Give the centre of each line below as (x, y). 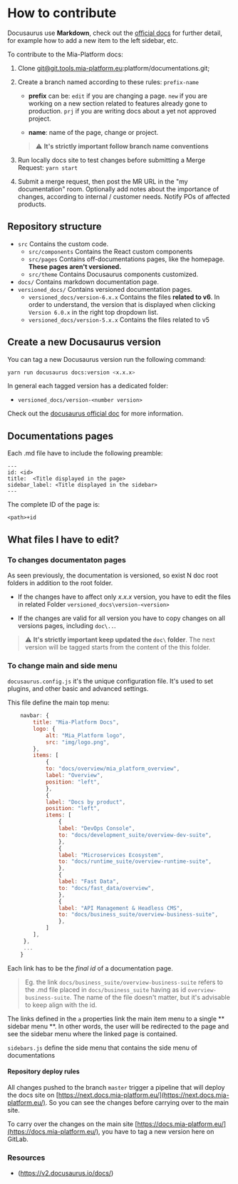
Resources (26, 1158)
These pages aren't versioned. (75, 266)
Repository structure (55, 227)
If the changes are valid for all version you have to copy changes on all (121, 618)
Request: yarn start (48, 167)
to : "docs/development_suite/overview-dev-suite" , (135, 835)
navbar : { (35, 716)
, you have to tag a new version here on (156, 1131)
